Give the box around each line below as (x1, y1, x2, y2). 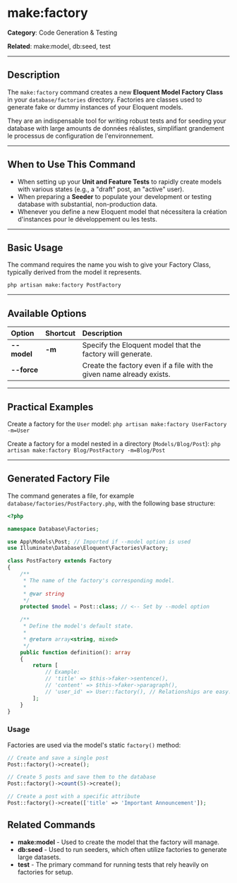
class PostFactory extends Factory (7, 558, 112, 565)
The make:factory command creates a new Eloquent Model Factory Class (7, 88, 224, 96)
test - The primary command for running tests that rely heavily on (17, 860, 209, 869)
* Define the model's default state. (23, 623, 134, 630)
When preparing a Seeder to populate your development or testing (17, 192, 212, 200)
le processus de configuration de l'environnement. (7, 131, 154, 140)
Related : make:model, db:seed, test (7, 42, 111, 50)
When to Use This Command (7, 159, 136, 171)
